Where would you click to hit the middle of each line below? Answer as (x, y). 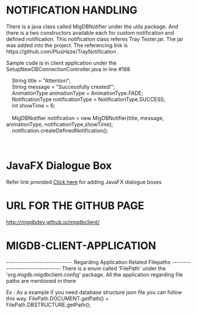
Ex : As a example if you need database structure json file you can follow (94, 292)
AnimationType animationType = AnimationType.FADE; (77, 93)
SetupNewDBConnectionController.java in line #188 (68, 69)
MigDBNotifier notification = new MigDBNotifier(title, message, (88, 118)
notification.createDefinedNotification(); (60, 131)
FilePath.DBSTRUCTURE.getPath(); (49, 305)
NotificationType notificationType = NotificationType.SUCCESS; (89, 99)
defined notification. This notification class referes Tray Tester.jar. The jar (95, 39)
